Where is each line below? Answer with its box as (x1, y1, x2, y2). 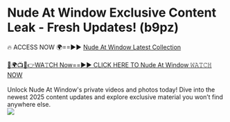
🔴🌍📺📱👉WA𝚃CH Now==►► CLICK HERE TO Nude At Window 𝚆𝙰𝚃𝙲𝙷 (7, 60, 213, 69)
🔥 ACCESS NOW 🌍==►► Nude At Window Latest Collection (7, 43, 182, 51)
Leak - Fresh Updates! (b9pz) (7, 19, 179, 35)
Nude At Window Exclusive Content (7, 5, 217, 21)
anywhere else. (7, 100, 51, 108)
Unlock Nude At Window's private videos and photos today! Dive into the (7, 85, 215, 94)
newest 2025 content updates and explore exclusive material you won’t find (7, 92, 224, 101)
